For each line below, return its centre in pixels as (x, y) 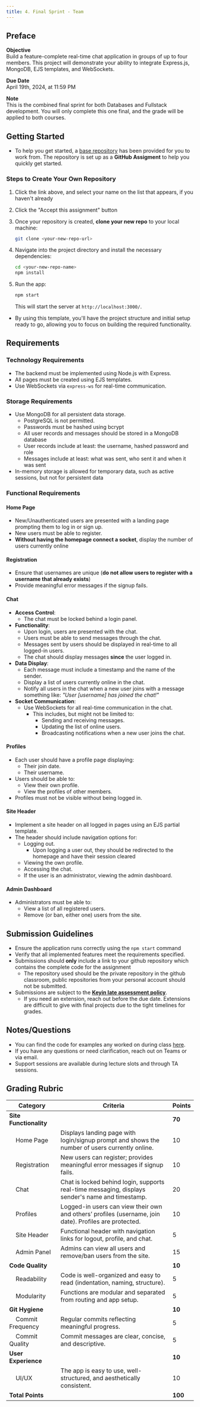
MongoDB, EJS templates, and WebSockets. (60, 69)
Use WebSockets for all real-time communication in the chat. (98, 707)
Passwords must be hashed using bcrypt (74, 427)
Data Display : (32, 663)
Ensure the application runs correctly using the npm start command (98, 948)
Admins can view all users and (103, 1248)
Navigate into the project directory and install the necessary (88, 250)
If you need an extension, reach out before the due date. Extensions (107, 998)
